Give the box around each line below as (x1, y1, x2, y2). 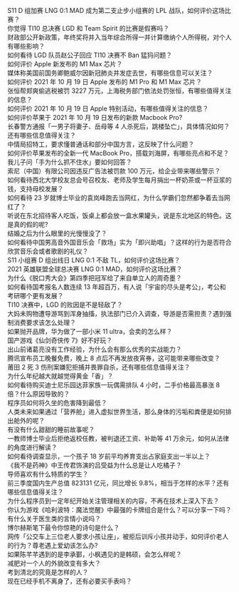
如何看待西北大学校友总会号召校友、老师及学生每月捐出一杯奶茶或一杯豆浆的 (7, 175, 232, 184)
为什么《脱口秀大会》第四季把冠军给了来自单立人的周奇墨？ (7, 274, 182, 282)
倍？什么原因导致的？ (7, 389, 70, 398)
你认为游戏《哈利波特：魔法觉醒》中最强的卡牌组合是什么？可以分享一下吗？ (7, 506, 232, 514)
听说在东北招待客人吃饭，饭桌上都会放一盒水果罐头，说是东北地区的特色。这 (7, 211, 232, 220)
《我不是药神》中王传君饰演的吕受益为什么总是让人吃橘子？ (7, 461, 182, 469)
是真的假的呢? (7, 220, 48, 228)
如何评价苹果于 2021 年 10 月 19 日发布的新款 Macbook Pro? (7, 113, 183, 121)
